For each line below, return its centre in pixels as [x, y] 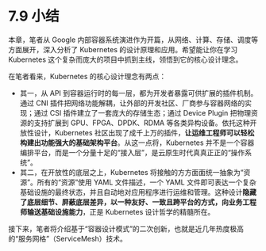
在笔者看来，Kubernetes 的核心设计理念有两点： [87, 76]
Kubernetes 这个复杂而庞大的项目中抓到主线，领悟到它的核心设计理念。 [125, 59]
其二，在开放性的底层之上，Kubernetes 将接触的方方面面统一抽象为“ [131, 172]
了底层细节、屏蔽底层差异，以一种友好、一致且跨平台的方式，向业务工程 [138, 202]
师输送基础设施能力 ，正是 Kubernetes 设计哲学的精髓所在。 [117, 211]
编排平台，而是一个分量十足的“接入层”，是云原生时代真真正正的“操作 [132, 152]
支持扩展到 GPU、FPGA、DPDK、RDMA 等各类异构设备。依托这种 [142, 123]
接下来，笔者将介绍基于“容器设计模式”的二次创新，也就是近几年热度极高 [126, 228]
